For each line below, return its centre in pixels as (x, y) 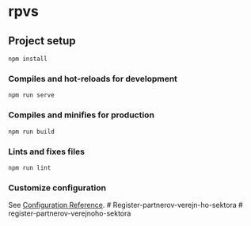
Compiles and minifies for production (81, 115)
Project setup (42, 41)
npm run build (32, 132)
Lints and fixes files (47, 151)
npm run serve (32, 95)
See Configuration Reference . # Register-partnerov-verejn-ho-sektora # (125, 205)
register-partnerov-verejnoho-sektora (70, 213)
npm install (28, 59)
